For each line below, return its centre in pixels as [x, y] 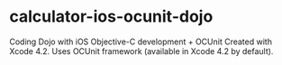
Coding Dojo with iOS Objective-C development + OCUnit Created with [141, 42]
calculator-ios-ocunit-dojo [111, 17]
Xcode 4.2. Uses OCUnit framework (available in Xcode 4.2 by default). [141, 51]
